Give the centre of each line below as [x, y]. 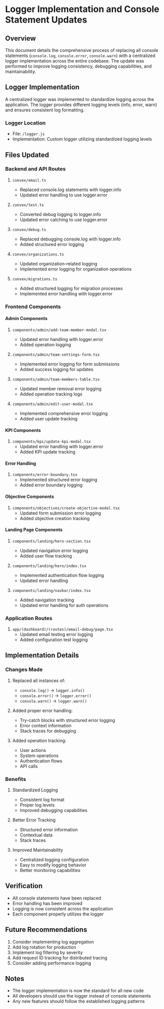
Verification [24, 886]
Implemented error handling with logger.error [66, 293]
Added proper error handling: [43, 710]
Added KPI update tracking [48, 452]
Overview [21, 38]
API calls [29, 766]
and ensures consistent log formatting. [45, 110]
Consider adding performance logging [52, 963]
